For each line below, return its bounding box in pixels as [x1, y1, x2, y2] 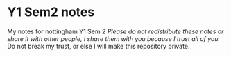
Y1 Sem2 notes [7, 4, 95, 20]
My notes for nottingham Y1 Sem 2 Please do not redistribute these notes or [7, 27, 224, 35]
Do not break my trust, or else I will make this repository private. [7, 42, 190, 50]
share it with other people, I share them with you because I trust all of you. [7, 34, 221, 42]
